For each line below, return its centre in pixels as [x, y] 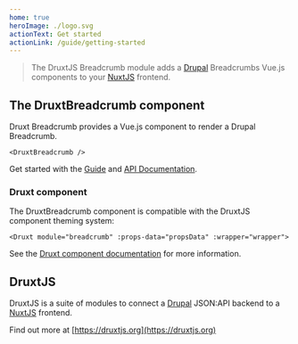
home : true [29, 17]
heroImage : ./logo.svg [51, 26]
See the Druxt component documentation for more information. [125, 254]
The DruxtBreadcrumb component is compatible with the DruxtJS [130, 211]
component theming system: [62, 221]
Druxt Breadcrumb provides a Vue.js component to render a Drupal [132, 127]
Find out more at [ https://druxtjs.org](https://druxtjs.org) [113, 330]
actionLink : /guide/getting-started [77, 42]
